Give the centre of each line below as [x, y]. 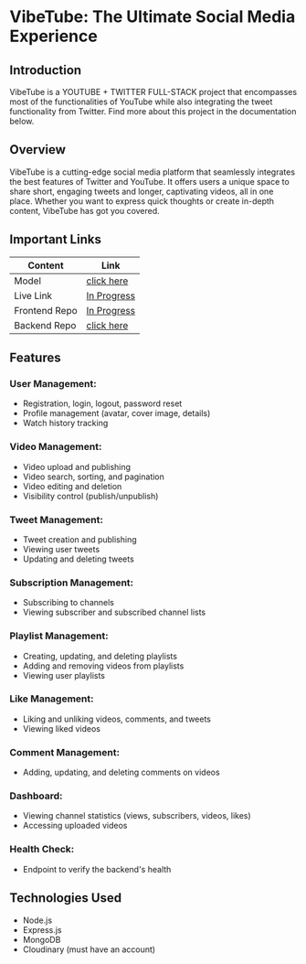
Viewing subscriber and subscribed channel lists [114, 612]
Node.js [37, 920]
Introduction [46, 70]
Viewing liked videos [61, 728]
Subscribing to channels [68, 603]
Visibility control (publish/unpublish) [90, 496]
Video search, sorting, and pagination [93, 477]
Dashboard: [36, 796]
